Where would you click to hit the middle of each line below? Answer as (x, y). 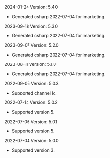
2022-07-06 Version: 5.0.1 (31, 122)
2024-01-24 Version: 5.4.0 (31, 7)
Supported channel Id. (34, 93)
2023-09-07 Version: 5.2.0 (32, 45)
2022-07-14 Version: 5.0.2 (31, 102)
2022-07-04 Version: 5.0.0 (32, 141)
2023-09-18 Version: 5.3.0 (31, 26)
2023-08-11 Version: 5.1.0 (30, 64)
